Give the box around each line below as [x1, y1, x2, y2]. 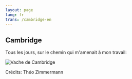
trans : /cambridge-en [5, 17, 52, 22]
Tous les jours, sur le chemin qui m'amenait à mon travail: [5, 49, 127, 56]
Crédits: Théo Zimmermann [5, 69, 64, 75]
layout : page [5, 7, 33, 13]
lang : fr [5, 12, 24, 17]
